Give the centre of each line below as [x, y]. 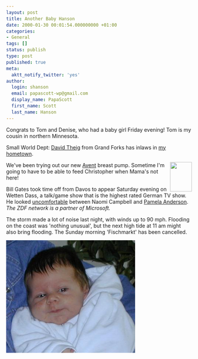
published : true [26, 62]
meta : [13, 68]
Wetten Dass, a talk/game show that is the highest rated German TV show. [96, 195]
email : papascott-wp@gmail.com [50, 94]
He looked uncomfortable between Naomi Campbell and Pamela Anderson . [97, 201]
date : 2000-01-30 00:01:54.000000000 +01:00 [62, 25]
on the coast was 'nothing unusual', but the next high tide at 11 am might [94, 226]
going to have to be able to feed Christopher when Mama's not [82, 171]
